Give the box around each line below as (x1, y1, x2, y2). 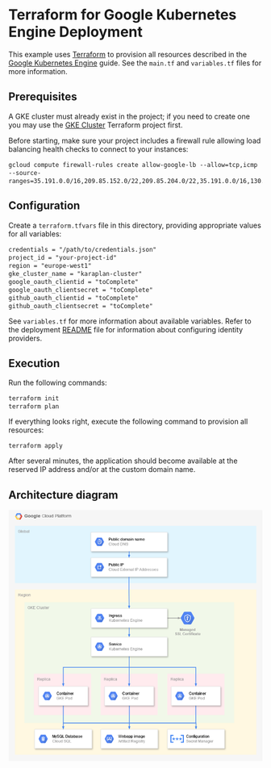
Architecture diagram (8, 488, 119, 502)
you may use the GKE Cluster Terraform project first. (8, 119, 183, 130)
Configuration (8, 199, 81, 213)
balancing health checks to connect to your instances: (8, 144, 189, 154)
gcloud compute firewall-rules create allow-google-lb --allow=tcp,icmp (8, 161, 258, 169)
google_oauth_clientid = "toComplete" (8, 278, 139, 286)
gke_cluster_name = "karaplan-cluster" (8, 269, 143, 278)
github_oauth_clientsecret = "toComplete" (8, 302, 153, 310)
